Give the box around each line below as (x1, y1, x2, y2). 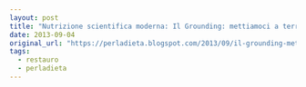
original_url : (9, 38, 64, 48)
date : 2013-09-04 (9, 30, 76, 39)
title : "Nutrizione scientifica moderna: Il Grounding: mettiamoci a (9, 22, 280, 31)
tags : (9, 47, 30, 56)
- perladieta (17, 64, 67, 73)
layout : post (9, 13, 59, 23)
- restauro (17, 55, 59, 64)
